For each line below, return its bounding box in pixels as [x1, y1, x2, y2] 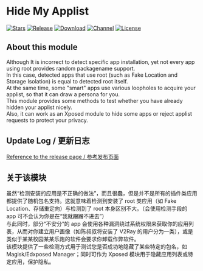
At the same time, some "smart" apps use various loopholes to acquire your [6, 84, 196, 91]
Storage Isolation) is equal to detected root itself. [6, 77, 128, 85]
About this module [6, 42, 78, 52]
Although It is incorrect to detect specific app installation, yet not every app [6, 58, 195, 65]
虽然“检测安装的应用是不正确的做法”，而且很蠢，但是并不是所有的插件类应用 [6, 190, 198, 197]
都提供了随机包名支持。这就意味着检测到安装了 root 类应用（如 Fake [6, 197, 177, 205]
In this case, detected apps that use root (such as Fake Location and [6, 71, 178, 79]
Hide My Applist [6, 4, 89, 18]
